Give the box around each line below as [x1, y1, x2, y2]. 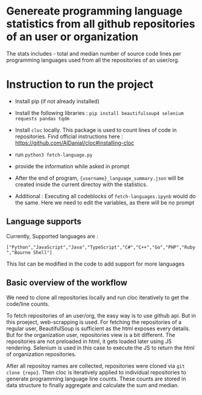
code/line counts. [6, 300, 50, 307]
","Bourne [6, 249, 31, 255]
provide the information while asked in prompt [14, 162, 130, 170]
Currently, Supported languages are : [6, 232, 98, 240]
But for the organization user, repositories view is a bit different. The [6, 331, 175, 338]
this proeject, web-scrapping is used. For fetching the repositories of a [6, 318, 182, 325]
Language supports [6, 217, 81, 227]
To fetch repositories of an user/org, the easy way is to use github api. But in [6, 312, 196, 319]
